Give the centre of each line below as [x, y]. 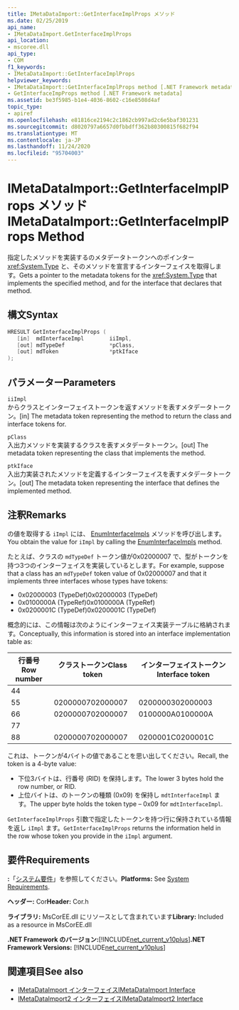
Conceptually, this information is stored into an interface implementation [125, 633]
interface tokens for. [37, 424]
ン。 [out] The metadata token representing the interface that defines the [113, 483]
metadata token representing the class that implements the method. [107, 453]
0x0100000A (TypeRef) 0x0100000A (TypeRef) [86, 602]
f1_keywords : [27, 67]
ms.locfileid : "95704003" [46, 153]
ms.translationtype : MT [43, 133]
